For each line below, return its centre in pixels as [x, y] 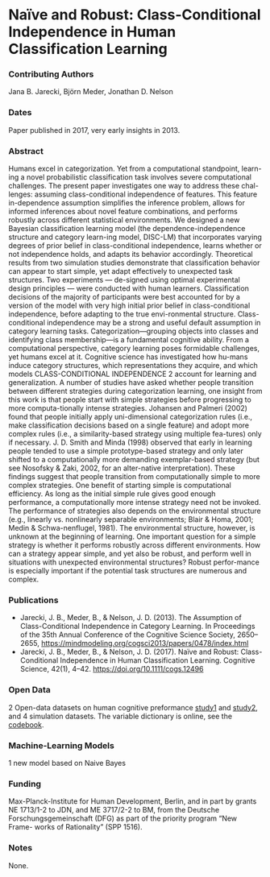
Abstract [26, 151]
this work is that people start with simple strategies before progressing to [130, 399]
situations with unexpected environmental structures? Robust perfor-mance [134, 562]
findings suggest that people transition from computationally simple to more [134, 477]
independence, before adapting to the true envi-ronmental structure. [122, 314]
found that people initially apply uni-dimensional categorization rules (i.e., [130, 417]
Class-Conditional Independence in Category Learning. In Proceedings [137, 627]
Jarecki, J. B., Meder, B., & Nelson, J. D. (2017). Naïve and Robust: [129, 652]
